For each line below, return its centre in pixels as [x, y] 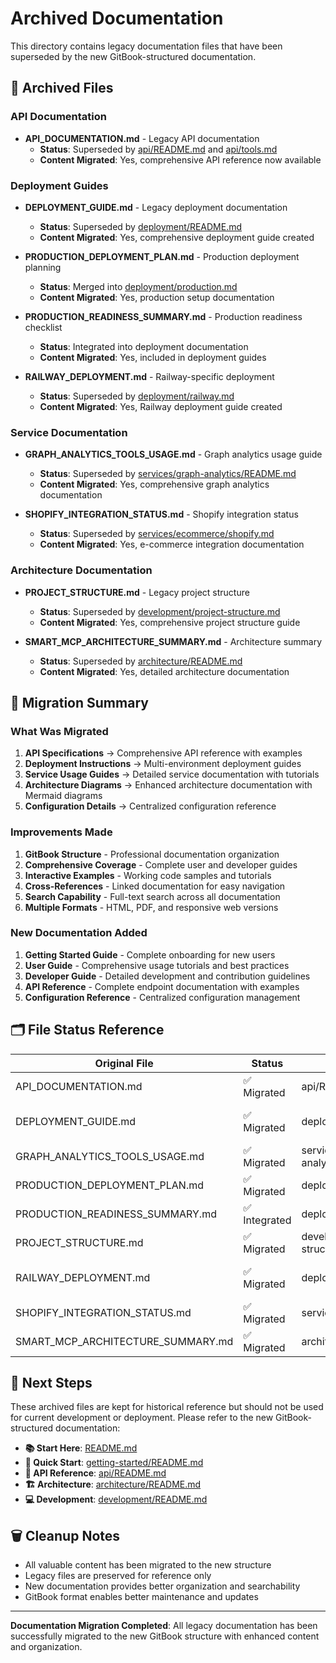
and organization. [46, 1647]
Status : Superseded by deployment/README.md [141, 226]
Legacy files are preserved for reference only [118, 1576]
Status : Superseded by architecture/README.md [141, 661]
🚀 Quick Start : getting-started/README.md [114, 1463]
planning [43, 267]
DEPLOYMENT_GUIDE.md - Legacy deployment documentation [156, 207]
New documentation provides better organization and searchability [162, 1586]
